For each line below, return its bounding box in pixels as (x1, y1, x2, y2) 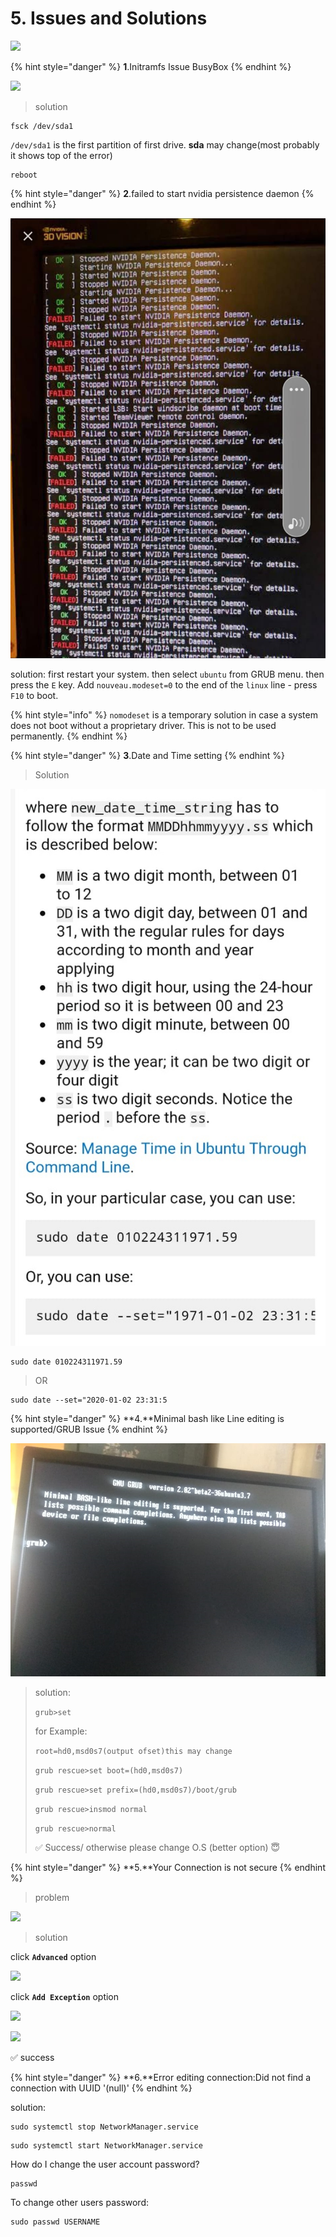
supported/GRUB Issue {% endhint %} (10, 1423, 168, 1436)
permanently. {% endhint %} (10, 730, 128, 742)
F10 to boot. (10, 690, 59, 702)
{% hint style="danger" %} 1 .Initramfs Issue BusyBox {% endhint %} (10, 60, 292, 72)
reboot (10, 170, 38, 180)
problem (34, 1892, 70, 1904)
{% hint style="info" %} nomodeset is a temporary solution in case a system (10, 709, 318, 721)
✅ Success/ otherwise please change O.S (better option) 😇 (34, 1842, 281, 1854)
